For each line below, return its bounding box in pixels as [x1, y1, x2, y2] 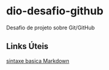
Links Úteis [6, 41, 49, 51]
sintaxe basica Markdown [6, 57, 70, 64]
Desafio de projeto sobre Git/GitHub [6, 24, 95, 31]
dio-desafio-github [6, 4, 104, 18]
